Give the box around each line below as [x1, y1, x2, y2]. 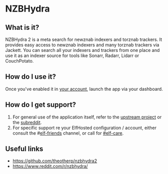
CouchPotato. [5, 58, 34, 64]
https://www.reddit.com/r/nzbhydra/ [12, 163, 88, 169]
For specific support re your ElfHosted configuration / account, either [12, 125, 157, 131]
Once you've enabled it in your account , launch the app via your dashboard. [5, 86, 163, 92]
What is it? [5, 23, 39, 32]
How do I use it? [5, 73, 57, 81]
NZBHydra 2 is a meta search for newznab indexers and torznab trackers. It [5, 36, 162, 42]
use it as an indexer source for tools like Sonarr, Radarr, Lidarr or [5, 52, 140, 59]
